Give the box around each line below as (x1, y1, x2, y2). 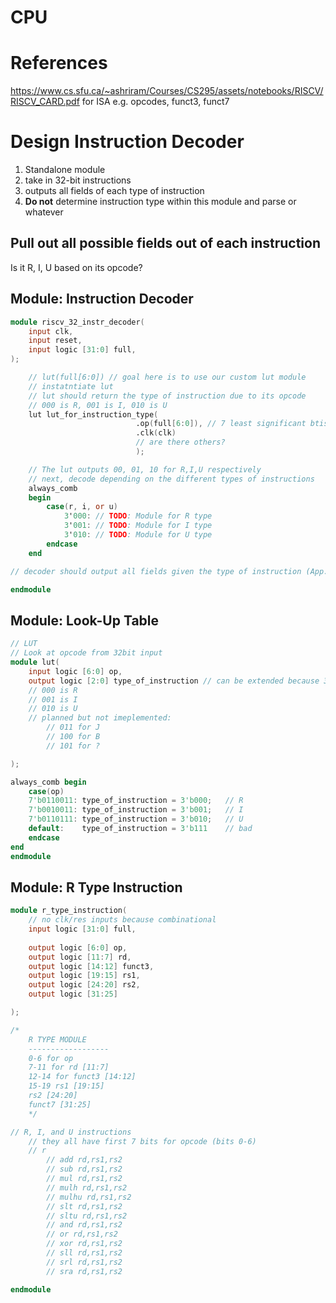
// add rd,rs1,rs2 (46, 1155, 123, 1165)
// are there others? (135, 437, 226, 448)
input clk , (28, 326, 74, 336)
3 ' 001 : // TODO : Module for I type (63, 521, 213, 531)
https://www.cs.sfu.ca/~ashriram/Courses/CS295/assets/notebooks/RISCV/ (10, 85, 324, 97)
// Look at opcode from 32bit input (10, 648, 163, 658)
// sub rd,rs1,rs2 (46, 1164, 123, 1175)
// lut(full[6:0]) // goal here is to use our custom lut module (28, 372, 307, 383)
